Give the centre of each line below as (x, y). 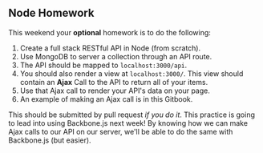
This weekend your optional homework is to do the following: (109, 32)
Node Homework (51, 13)
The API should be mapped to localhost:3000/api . (103, 65)
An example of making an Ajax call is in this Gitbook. (106, 99)
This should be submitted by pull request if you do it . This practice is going (131, 115)
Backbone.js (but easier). (50, 140)
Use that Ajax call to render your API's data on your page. (115, 91)
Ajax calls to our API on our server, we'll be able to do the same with (121, 131)
